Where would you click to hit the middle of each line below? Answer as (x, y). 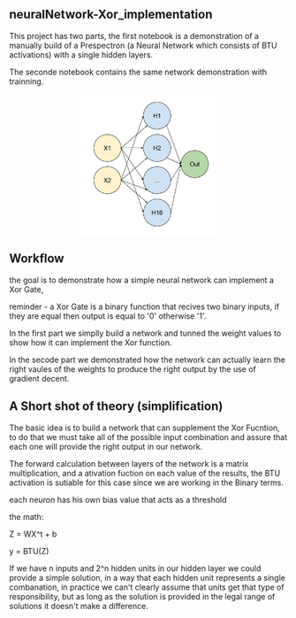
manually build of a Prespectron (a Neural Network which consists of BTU (143, 45)
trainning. (27, 81)
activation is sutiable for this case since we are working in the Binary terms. (147, 483)
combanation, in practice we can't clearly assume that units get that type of (147, 587)
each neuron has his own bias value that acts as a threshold (118, 499)
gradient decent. (39, 378)
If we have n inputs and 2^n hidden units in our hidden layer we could (135, 568)
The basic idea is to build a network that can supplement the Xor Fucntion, (144, 428)
